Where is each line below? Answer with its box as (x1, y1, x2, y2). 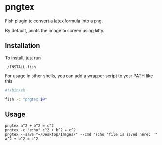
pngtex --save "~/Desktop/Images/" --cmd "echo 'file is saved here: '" (5, 132, 158, 137)
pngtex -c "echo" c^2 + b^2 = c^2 (5, 128, 76, 133)
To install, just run (5, 55, 41, 61)
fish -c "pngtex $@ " (5, 97, 48, 102)
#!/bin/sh (5, 88, 26, 93)
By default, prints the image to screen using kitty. (5, 27, 105, 33)
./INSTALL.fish (5, 64, 36, 69)
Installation (5, 41, 40, 50)
